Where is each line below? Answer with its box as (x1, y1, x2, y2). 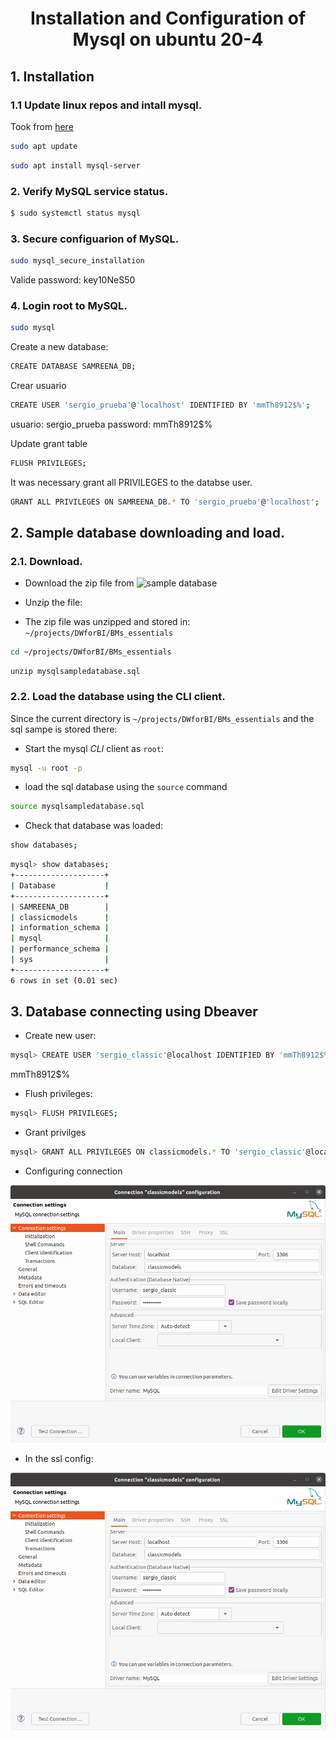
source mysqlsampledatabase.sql (10, 802, 145, 812)
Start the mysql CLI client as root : (24, 742, 164, 754)
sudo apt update (10, 141, 78, 151)
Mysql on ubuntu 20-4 (72, 28, 264, 51)
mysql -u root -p (10, 763, 83, 773)
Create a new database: (10, 341, 109, 353)
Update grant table (10, 437, 88, 449)
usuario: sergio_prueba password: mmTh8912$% (10, 418, 213, 430)
